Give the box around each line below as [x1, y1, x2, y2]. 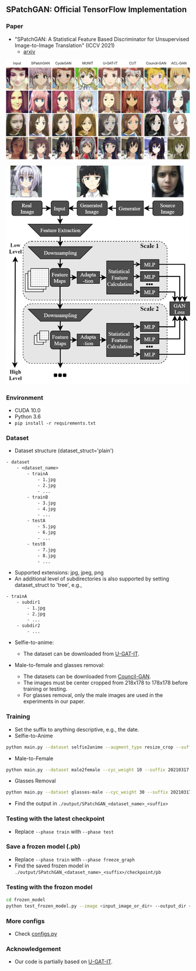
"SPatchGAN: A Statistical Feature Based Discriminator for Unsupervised [14, 35, 190, 43]
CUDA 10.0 [14, 407, 41, 414]
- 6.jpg [37, 529, 57, 535]
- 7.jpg [37, 547, 57, 553]
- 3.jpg [37, 500, 57, 506]
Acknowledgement [6, 945, 61, 953]
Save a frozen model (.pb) [6, 843, 80, 851]
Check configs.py [14, 931, 57, 938]
